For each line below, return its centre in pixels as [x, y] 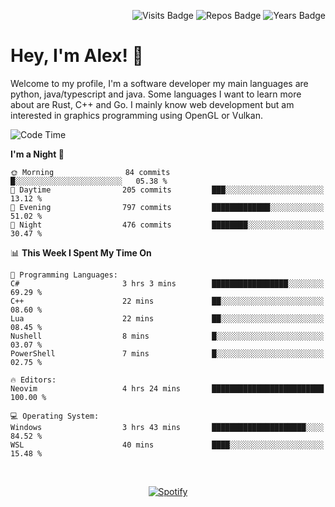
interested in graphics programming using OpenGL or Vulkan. [136, 115]
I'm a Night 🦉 [37, 154]
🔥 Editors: [33, 380]
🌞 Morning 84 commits [90, 172]
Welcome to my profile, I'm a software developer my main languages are [159, 83]
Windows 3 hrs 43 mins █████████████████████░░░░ [167, 427]
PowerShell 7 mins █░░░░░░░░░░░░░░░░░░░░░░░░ [167, 353]
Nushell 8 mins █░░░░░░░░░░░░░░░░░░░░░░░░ [167, 336]
